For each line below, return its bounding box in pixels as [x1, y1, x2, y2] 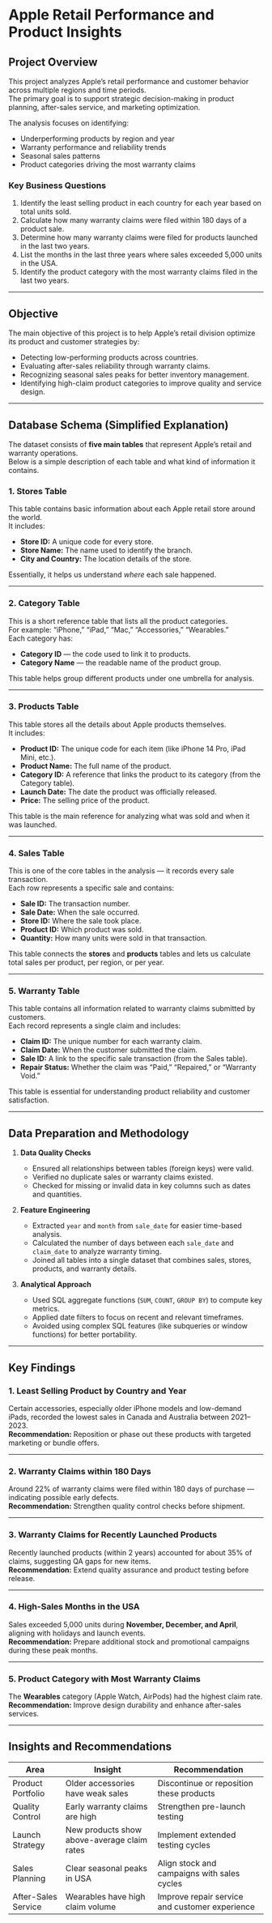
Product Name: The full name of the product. [19, 761, 172, 770]
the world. [8, 513, 43, 522]
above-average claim [65, 1834, 148, 1845]
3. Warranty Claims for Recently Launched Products [8, 1529, 217, 1541]
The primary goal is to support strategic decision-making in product [8, 94, 235, 103]
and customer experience [157, 1901, 255, 1912]
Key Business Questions [8, 180, 107, 191]
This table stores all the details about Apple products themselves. [8, 719, 227, 729]
